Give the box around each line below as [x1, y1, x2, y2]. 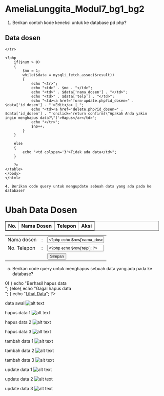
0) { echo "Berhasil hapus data [5, 280, 67, 286]
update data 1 [5, 366, 33, 373]
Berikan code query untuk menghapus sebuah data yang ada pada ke [12, 265, 153, 271]
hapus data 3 [5, 328, 32, 334]
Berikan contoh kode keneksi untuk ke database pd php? [12, 20, 127, 25]
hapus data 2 [5, 319, 32, 325]
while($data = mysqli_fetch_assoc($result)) [22, 72, 115, 77]
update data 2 [5, 376, 33, 382]
